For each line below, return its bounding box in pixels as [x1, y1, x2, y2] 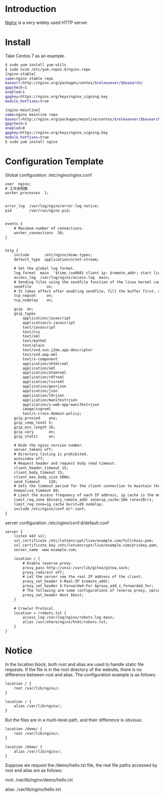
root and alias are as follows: [5, 768, 62, 774]
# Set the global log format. [14, 266, 76, 271]
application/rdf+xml [22, 375, 64, 380]
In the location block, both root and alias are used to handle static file [5, 661, 144, 667]
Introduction [5, 3, 57, 15]
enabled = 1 [5, 89, 25, 95]
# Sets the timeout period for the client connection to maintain [14, 484, 152, 488]
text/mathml [22, 338, 47, 343]
